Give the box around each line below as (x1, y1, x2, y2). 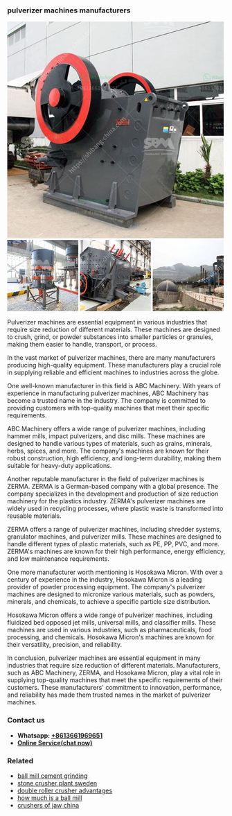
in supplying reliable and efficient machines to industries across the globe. (7, 368, 220, 376)
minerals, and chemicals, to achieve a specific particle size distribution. (7, 598, 211, 606)
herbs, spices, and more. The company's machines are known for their (7, 446, 209, 455)
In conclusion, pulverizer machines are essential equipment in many (7, 654, 201, 662)
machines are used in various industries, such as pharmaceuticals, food (7, 626, 213, 634)
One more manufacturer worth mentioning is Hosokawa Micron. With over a (7, 568, 223, 577)
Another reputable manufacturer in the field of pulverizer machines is (7, 475, 204, 483)
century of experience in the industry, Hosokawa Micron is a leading (7, 575, 202, 584)
